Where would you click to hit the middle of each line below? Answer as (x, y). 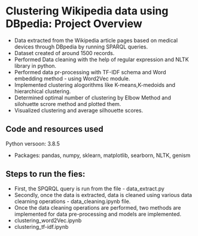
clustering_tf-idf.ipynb (41, 226)
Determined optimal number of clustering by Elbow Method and (92, 98)
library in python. (35, 66)
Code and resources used (55, 129)
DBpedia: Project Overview (74, 24)
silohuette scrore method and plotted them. (68, 104)
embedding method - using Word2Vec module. (72, 78)
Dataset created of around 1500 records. (64, 53)
